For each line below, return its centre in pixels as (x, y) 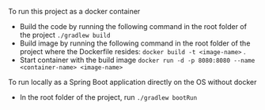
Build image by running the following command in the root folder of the (135, 43)
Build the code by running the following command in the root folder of (133, 26)
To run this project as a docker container (74, 11)
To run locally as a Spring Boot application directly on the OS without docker (132, 82)
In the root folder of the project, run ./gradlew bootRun (108, 97)
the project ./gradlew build (65, 35)
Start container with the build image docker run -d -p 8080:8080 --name (137, 60)
